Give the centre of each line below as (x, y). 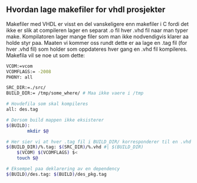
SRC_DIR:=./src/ (26, 88)
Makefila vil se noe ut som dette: (46, 55)
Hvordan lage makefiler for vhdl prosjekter (86, 10)
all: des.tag (22, 110)
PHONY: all (19, 77)
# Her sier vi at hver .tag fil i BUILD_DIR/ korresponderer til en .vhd (99, 142)
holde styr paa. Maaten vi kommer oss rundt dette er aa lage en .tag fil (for (97, 43)
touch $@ (27, 158)
